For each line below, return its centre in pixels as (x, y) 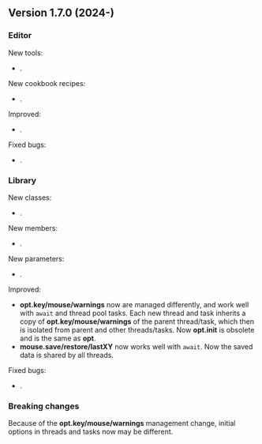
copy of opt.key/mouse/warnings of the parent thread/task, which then (137, 321)
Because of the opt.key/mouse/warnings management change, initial (122, 423)
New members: (33, 228)
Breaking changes (44, 406)
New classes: (30, 198)
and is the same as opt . (58, 338)
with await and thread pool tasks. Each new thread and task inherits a (133, 313)
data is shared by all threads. (67, 355)
